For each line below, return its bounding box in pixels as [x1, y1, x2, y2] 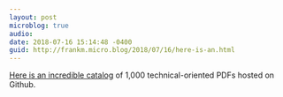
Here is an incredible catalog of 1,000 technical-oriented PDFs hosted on [9, 70, 275, 80]
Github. [9, 79, 36, 90]
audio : [9, 29, 34, 38]
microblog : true [9, 21, 69, 30]
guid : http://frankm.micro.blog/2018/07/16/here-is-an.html [9, 46, 236, 55]
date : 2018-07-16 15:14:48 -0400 [9, 37, 133, 47]
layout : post [9, 12, 57, 22]
